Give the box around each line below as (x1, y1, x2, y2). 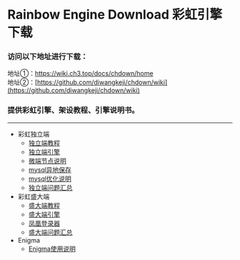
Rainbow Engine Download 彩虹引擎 (7, 6, 223, 23)
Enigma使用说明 (28, 244, 76, 253)
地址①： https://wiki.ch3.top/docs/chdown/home (7, 69, 154, 78)
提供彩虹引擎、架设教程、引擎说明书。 (7, 105, 139, 115)
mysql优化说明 (28, 174, 71, 183)
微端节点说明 (28, 156, 66, 165)
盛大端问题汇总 (28, 228, 73, 236)
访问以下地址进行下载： (7, 51, 88, 61)
